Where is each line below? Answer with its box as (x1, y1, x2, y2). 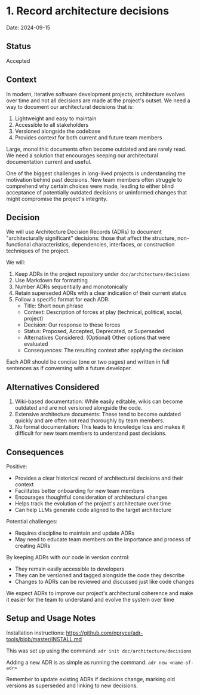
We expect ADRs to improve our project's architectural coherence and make (6, 590, 193, 596)
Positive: (6, 463, 27, 470)
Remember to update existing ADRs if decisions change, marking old (6, 675, 175, 682)
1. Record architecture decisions (6, 4, 169, 18)
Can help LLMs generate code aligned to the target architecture (14, 507, 172, 513)
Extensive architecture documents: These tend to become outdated (14, 411, 181, 418)
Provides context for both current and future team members (14, 133, 162, 141)
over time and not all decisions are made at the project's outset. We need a (6, 97, 190, 104)
